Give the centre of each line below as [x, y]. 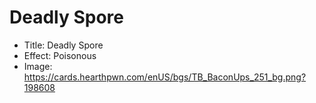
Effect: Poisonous [60, 55]
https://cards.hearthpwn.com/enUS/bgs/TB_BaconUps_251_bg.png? [165, 77]
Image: [38, 66]
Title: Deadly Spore [63, 45]
